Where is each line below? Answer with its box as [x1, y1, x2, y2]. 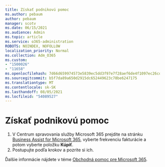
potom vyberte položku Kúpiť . [12, 142, 74, 148]
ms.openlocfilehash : [5, 71, 48, 76]
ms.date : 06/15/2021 [5, 26, 48, 30]
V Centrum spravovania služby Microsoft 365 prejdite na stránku [12, 131, 143, 138]
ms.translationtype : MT [5, 80, 54, 85]
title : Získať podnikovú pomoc [5, 7, 69, 12]
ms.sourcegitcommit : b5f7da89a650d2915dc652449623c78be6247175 [5, 76, 137, 81]
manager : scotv [5, 21, 36, 26]
